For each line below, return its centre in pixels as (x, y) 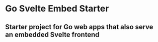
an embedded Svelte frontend (52, 34)
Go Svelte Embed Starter (57, 9)
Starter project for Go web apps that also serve (79, 27)
